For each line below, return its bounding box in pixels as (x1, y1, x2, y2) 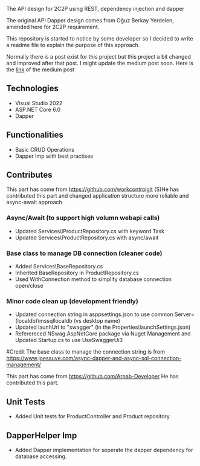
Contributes (6, 170, 53, 180)
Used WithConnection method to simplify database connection (15, 276, 172, 283)
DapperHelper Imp (6, 430, 77, 441)
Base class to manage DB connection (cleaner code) (6, 249, 163, 257)
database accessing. (15, 453, 67, 460)
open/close (15, 282, 44, 290)
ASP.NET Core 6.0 (15, 106, 61, 113)
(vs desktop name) (73, 317, 121, 325)
